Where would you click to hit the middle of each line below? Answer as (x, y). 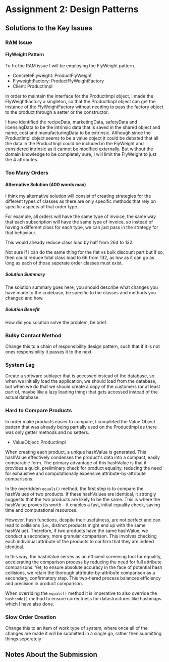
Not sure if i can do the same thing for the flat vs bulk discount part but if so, (85, 252)
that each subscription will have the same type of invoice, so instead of (79, 222)
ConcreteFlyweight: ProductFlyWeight (52, 75)
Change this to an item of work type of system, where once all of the (76, 628)
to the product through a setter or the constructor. (57, 112)
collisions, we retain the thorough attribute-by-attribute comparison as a (80, 572)
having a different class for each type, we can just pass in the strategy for (82, 227)
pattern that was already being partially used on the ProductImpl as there (81, 427)
